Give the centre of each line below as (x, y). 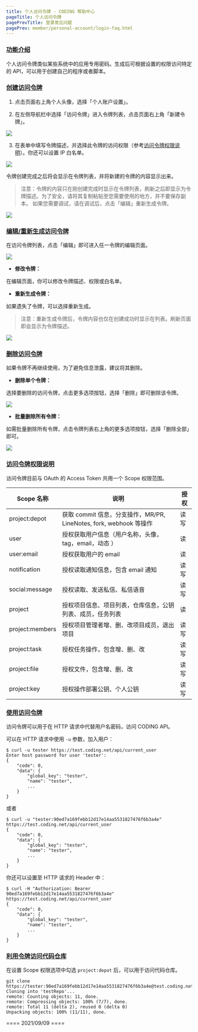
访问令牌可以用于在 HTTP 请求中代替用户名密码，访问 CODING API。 (90, 727)
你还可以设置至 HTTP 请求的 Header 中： (56, 878)
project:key (24, 688)
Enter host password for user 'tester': (57, 756)
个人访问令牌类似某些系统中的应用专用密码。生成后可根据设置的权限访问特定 (99, 64)
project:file (24, 668)
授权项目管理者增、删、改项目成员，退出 (118, 625)
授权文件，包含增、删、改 (97, 669)
